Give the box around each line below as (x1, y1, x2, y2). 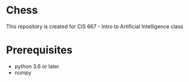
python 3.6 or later (14, 63, 60, 70)
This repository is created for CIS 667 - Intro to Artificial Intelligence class (6, 23, 184, 30)
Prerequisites (6, 43, 73, 57)
